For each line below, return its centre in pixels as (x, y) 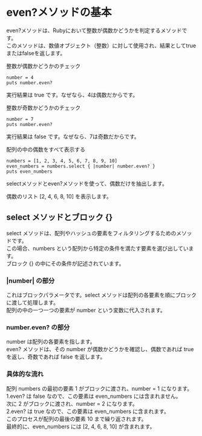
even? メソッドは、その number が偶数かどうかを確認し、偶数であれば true (100, 349)
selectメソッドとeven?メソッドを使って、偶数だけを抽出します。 (87, 183)
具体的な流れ (25, 374)
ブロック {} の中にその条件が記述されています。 (65, 263)
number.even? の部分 (38, 327)
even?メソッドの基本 (59, 12)
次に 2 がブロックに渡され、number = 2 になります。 (72, 403)
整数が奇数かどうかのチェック (43, 107)
